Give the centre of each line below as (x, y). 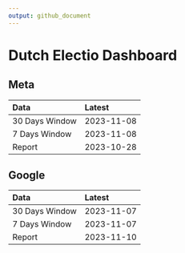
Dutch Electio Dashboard (93, 55)
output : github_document (50, 16)
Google (27, 176)
